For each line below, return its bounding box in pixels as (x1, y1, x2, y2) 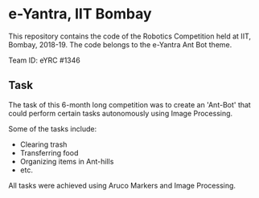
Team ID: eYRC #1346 (8, 55, 80, 65)
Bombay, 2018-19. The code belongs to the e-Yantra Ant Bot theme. (8, 39, 232, 49)
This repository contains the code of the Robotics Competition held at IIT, (8, 31, 252, 41)
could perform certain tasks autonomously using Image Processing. (8, 108, 233, 118)
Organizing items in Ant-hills (19, 156, 114, 166)
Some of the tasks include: (8, 123, 97, 133)
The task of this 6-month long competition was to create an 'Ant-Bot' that (8, 99, 251, 109)
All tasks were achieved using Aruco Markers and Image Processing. (8, 180, 236, 190)
